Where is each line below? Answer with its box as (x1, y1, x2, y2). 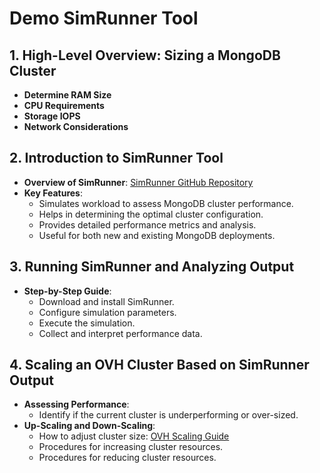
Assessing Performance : (23, 398, 130, 411)
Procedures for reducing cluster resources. (38, 452, 217, 464)
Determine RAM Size (23, 89, 112, 101)
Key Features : (23, 187, 83, 199)
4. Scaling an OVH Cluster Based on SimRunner (9, 357, 310, 374)
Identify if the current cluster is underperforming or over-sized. (38, 409, 299, 421)
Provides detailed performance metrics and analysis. (38, 218, 257, 231)
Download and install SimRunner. (38, 295, 175, 307)
